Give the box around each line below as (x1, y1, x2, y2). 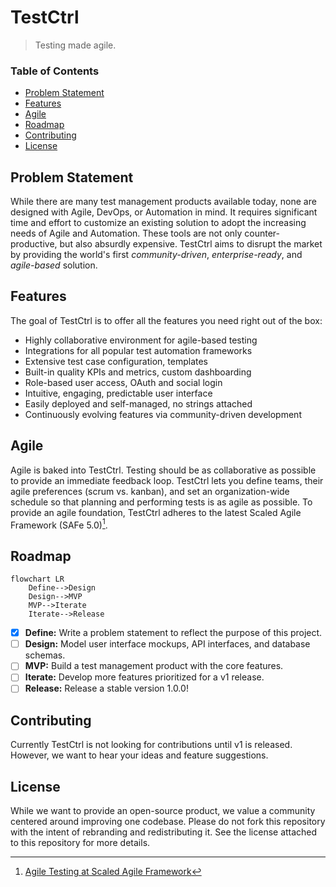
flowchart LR (10, 574, 65, 585)
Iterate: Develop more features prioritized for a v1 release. (24, 671, 265, 683)
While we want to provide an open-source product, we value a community (10, 805, 316, 817)
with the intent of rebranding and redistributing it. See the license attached (10, 826, 318, 838)
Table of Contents (10, 64, 100, 78)
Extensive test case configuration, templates (24, 355, 209, 367)
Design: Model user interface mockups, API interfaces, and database (24, 638, 311, 650)
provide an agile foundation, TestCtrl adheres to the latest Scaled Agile (10, 506, 302, 518)
